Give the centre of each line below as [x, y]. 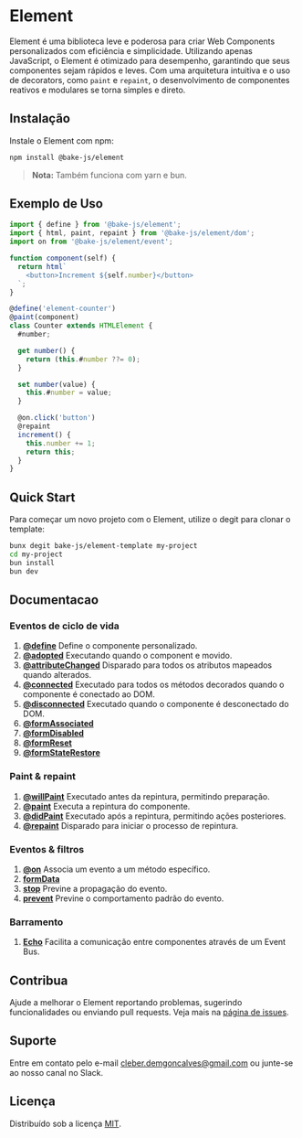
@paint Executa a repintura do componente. [106, 806]
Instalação [40, 118]
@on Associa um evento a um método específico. [116, 869]
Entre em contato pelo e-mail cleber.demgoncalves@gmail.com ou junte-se [151, 1063]
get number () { [47, 350]
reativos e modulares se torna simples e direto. [98, 90]
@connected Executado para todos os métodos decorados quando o [153, 685]
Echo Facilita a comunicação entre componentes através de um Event [154, 942]
